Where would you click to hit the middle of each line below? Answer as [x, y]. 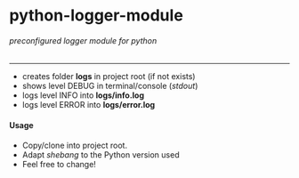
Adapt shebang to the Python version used [101, 154]
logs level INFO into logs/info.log [83, 95]
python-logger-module [97, 16]
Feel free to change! [59, 164]
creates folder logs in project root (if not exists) [109, 77]
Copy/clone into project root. [74, 145]
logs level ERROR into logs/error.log [89, 105]
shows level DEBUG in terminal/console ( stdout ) [110, 86]
